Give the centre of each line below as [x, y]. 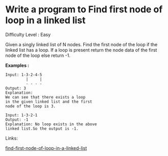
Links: [11, 138]
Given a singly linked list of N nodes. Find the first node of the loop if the [81, 44]
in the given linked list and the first [49, 102]
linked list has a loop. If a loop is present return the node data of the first [81, 50]
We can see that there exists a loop [45, 97]
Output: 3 [16, 88]
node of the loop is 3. [31, 106]
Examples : [17, 65]
